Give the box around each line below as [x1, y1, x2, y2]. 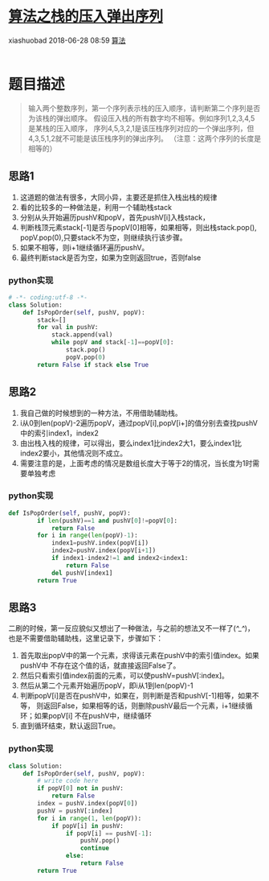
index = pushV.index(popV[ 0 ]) [37, 800, 138, 808]
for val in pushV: [37, 323, 99, 331]
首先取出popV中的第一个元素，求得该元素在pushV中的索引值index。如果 [19, 651, 259, 661]
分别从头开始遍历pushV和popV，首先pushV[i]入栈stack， [19, 212, 210, 222]
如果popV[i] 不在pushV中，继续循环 [34, 711, 153, 721]
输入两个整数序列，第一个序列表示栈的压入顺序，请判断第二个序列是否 [27, 103, 261, 113]
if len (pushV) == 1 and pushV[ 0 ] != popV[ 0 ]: [37, 517, 178, 525]
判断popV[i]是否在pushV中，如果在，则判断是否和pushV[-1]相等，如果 [19, 691, 253, 701]
